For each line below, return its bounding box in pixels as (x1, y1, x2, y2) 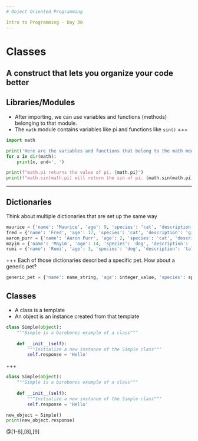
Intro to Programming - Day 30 (6, 19, 83, 25)
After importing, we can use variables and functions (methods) (14, 113, 167, 120)
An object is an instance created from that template (14, 313, 140, 320)
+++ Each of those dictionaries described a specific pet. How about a (6, 257, 175, 264)
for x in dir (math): (6, 153, 57, 160)
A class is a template (14, 307, 65, 314)
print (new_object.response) (6, 417, 75, 423)
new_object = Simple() (6, 412, 62, 418)
